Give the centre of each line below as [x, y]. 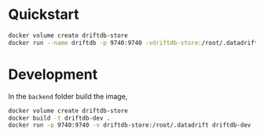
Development [53, 74]
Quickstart [44, 15]
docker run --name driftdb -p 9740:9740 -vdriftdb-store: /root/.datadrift [133, 43]
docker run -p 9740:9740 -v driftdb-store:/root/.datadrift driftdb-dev [130, 125]
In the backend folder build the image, [68, 96]
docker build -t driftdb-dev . [59, 118]
